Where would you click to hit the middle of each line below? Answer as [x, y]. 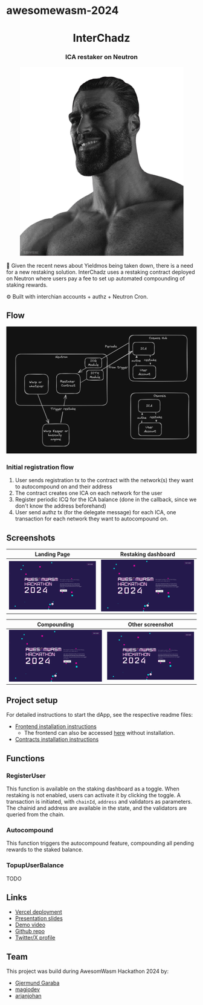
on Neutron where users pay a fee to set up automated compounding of [96, 278]
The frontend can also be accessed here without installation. [99, 733]
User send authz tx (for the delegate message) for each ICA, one [95, 512]
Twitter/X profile [35, 938]
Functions [26, 758]
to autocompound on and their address [64, 486]
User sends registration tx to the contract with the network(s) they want [104, 480]
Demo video [30, 925]
